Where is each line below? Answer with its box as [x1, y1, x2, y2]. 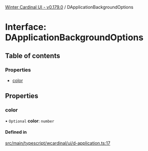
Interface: [5, 22, 47, 33]
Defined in [5, 129, 27, 135]
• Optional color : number [5, 118, 54, 124]
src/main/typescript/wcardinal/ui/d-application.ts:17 [5, 140, 111, 146]
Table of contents [5, 51, 60, 60]
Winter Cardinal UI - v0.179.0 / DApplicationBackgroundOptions [5, 4, 134, 10]
